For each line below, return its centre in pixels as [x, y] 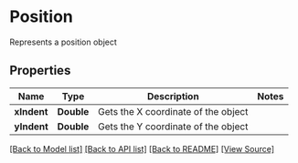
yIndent [31, 127]
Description [173, 96]
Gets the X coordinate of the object [173, 111]
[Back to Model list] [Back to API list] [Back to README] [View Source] [142, 148]
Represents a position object [63, 42]
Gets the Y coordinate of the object [173, 127]
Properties [40, 71]
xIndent [31, 111]
